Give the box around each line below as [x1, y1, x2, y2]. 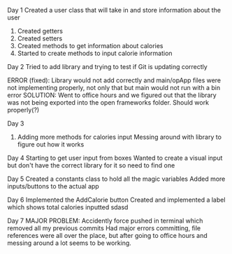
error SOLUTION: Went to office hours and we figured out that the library [7, 91, 217, 99]
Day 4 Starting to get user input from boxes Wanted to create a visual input [7, 154, 223, 162]
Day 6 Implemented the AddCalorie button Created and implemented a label [7, 195, 226, 204]
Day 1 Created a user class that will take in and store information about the [7, 6, 222, 14]
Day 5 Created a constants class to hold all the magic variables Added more [7, 174, 226, 183]
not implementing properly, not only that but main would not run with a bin [7, 84, 221, 91]
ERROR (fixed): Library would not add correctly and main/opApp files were [7, 76, 222, 84]
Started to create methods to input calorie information [17, 49, 173, 57]
